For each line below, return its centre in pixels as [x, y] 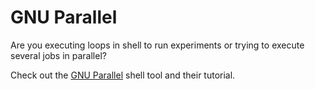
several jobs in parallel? [58, 55]
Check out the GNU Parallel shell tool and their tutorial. [123, 75]
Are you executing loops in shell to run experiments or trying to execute [157, 45]
